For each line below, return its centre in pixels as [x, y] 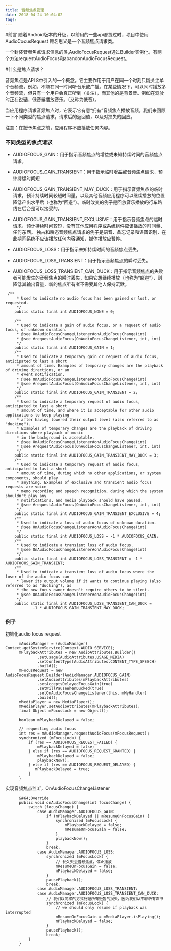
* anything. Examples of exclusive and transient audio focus [84, 482]
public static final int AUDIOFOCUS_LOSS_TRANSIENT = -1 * [79, 559]
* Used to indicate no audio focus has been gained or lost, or [87, 298]
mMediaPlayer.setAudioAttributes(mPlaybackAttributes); [79, 706]
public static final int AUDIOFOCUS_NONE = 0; [65, 312]
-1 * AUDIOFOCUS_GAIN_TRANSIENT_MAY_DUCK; [78, 608]
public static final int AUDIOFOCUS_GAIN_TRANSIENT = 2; [76, 392]
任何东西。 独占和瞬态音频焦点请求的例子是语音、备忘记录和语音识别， [87, 232]
